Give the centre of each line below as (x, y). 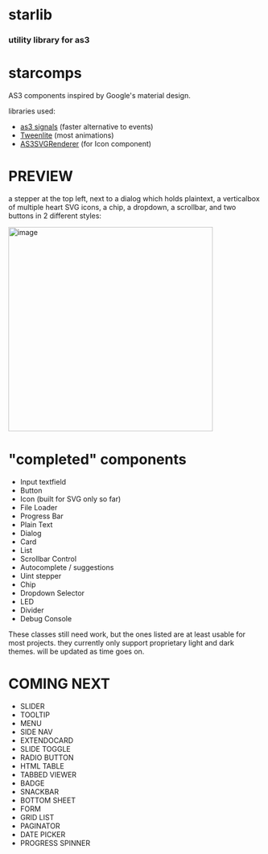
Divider (32, 610)
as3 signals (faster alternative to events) (87, 127)
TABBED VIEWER (48, 774)
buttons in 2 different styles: (55, 216)
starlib (30, 15)
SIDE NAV (36, 732)
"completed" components (97, 460)
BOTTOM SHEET (48, 800)
